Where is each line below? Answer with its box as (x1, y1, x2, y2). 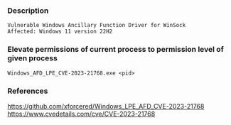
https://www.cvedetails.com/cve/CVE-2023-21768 (7, 109, 156, 118)
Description (7, 6, 49, 16)
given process (7, 53, 58, 63)
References (7, 86, 48, 96)
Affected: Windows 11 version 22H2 (7, 28, 113, 36)
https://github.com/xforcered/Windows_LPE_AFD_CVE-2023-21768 (7, 102, 205, 110)
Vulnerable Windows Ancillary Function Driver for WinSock (7, 22, 186, 29)
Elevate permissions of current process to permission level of (7, 45, 224, 55)
